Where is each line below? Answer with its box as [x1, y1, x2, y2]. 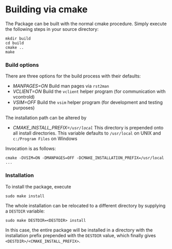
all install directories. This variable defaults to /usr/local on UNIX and [12, 130, 161, 137]
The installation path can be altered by [5, 114, 87, 121]
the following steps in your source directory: [5, 26, 99, 32]
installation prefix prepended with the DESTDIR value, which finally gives [5, 232, 156, 238]
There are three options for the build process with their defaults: [5, 73, 141, 79]
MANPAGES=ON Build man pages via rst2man [12, 83, 109, 89]
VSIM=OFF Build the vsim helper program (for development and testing [12, 99, 163, 106]
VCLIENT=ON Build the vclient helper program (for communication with [12, 88, 166, 94]
